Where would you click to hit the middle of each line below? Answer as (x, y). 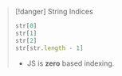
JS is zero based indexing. (71, 63)
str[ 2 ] (26, 40)
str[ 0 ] (26, 26)
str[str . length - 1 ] (49, 48)
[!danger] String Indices (54, 11)
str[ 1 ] (26, 33)
